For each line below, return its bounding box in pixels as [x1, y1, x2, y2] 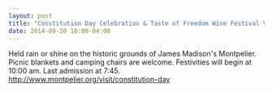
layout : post [8, 11, 53, 20]
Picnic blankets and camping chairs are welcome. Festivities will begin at [8, 57, 252, 67]
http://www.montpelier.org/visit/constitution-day [8, 74, 171, 85]
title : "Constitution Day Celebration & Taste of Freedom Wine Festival [8, 19, 260, 27]
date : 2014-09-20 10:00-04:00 [8, 27, 111, 35]
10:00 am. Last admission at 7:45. [8, 66, 120, 76]
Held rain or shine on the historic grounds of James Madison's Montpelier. [8, 49, 258, 59]
